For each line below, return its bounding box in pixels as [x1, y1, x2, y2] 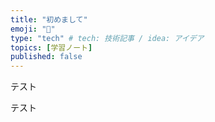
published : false [10, 52, 83, 62]
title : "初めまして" [10, 14, 88, 25]
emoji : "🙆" [10, 24, 56, 34]
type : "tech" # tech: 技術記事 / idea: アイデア [10, 33, 205, 43]
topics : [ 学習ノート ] [10, 42, 93, 53]
